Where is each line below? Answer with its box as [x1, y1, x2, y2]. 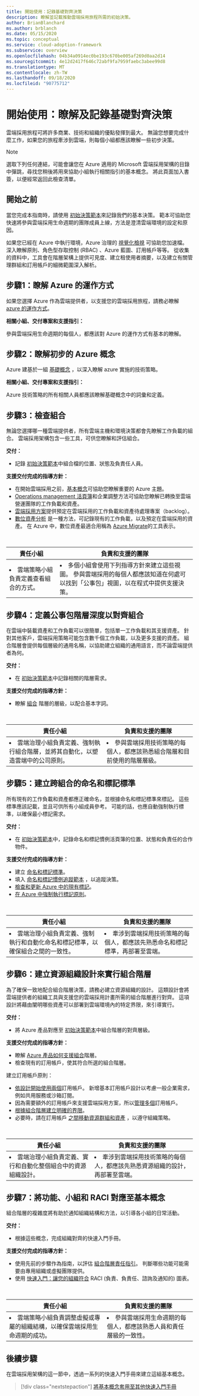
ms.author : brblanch [6, 25, 57, 32]
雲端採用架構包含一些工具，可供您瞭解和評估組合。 [17, 435, 143, 442]
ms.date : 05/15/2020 [6, 31, 57, 37]
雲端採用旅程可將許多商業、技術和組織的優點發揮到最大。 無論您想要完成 [6, 129, 184, 136]
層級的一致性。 [107, 1331, 149, 1339]
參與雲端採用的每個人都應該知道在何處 [73, 570, 180, 578]
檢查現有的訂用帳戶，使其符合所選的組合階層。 [14, 1059, 129, 1066]
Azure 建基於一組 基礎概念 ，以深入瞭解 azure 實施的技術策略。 [6, 366, 161, 373]
